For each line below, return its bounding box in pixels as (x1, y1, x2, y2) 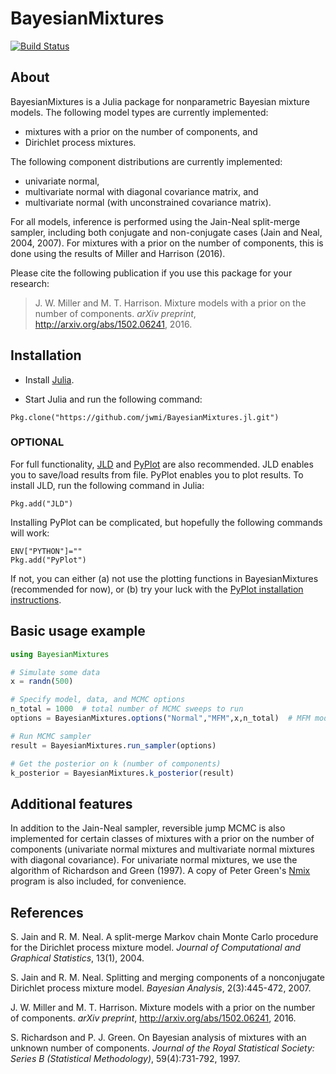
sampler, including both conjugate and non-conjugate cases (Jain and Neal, (10, 226, 323, 238)
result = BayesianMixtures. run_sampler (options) (10, 740, 217, 751)
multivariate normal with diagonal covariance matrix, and (24, 185, 259, 197)
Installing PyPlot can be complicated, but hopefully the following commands (10, 516, 323, 528)
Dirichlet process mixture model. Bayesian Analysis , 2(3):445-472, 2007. (10, 982, 312, 994)
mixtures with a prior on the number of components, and (24, 125, 258, 137)
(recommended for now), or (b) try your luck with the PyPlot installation (10, 583, 304, 595)
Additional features (10, 795, 133, 812)
